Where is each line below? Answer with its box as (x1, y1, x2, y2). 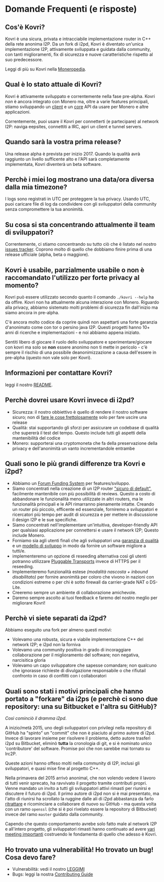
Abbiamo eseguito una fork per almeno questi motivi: (5, 627, 112, 633)
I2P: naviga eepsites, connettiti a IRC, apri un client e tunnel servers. (5, 123, 143, 129)
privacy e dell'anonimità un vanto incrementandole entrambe (12, 445, 135, 451)
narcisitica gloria (12, 657, 46, 663)
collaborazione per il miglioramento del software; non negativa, (12, 652, 140, 658)
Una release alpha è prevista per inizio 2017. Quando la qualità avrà (5, 151, 141, 157)
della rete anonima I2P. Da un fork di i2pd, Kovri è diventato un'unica (5, 41, 143, 47)
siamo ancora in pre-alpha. (5, 310, 60, 316)
